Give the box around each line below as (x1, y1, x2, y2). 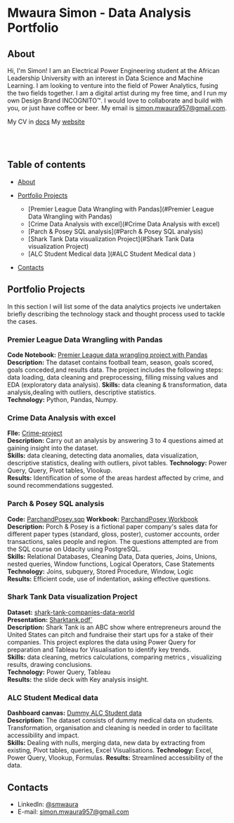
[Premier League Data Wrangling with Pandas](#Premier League (27, 205, 214, 213)
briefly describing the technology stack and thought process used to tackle (7, 309, 226, 318)
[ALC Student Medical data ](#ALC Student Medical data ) (27, 250, 196, 258)
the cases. (7, 317, 37, 325)
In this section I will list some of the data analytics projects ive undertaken (7, 302, 221, 311)
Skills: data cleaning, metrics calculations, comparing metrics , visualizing (7, 652, 222, 661)
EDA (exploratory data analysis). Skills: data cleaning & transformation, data (7, 380, 227, 389)
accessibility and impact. (7, 731, 79, 739)
